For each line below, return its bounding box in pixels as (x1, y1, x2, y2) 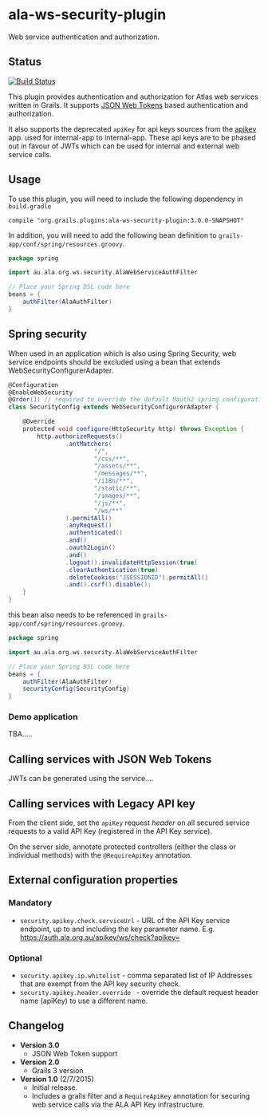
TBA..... (8, 729, 33, 739)
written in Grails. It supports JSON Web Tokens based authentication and (8, 100, 249, 109)
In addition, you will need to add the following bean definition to (8, 230, 217, 240)
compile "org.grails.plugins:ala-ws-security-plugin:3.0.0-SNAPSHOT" (8, 216, 245, 224)
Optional (8, 952, 42, 963)
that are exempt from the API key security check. (19, 979, 181, 989)
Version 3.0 (19, 1040, 60, 1050)
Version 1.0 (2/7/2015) (19, 1074, 94, 1083)
